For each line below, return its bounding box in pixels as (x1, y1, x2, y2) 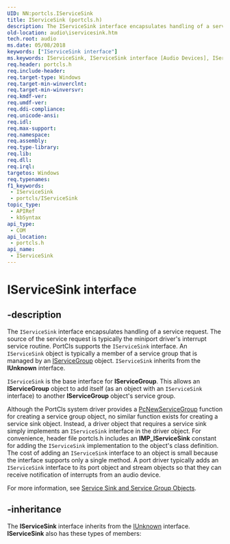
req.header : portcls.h (7, 61, 72, 68)
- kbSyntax (10, 214, 41, 221)
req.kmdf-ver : (7, 93, 48, 100)
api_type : (7, 220, 36, 227)
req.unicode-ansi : (7, 112, 60, 119)
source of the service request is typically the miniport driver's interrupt (7, 334, 207, 343)
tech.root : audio (7, 36, 57, 43)
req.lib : (7, 150, 32, 158)
